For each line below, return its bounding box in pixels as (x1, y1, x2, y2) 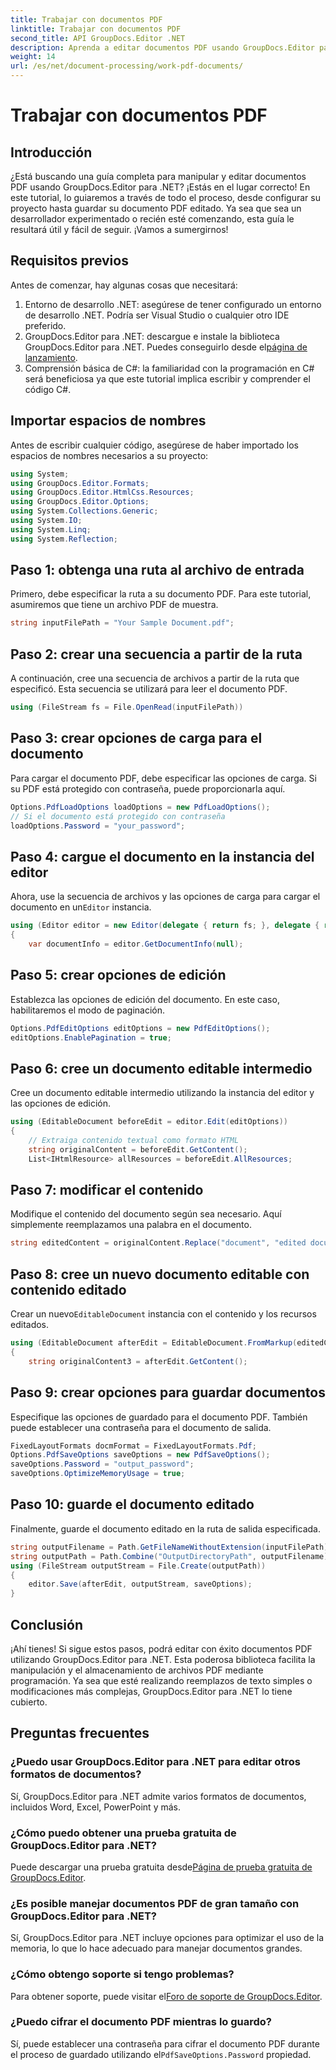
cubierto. (10, 1696, 48, 1708)
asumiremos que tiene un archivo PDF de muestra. (10, 599, 219, 611)
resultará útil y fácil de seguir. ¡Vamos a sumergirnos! (10, 224, 229, 235)
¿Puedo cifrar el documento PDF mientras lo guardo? (10, 2015, 273, 2029)
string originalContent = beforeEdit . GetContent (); (28, 1144, 248, 1155)
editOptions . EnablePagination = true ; (10, 1032, 172, 1043)
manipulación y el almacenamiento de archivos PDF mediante (10, 1664, 264, 1676)
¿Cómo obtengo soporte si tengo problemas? (10, 1967, 235, 1981)
